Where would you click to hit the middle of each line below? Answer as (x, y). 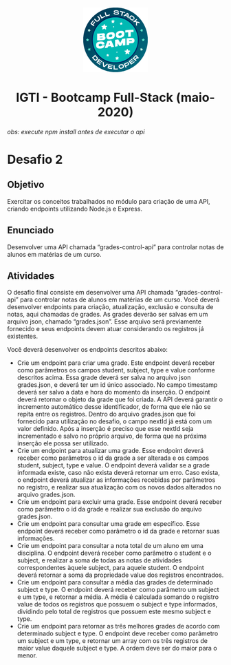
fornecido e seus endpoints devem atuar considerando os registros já (106, 329)
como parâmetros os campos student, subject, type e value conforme (116, 370)
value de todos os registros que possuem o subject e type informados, (117, 604)
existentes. (23, 336)
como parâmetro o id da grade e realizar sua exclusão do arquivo (109, 509)
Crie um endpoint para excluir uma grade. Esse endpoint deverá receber (119, 502)
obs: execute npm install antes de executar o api (76, 131)
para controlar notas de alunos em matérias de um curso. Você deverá (120, 299)
